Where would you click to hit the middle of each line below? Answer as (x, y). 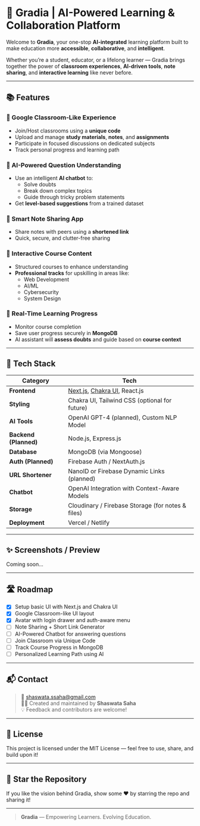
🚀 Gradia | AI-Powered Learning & (91, 13)
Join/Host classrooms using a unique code (68, 131)
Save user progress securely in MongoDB (66, 333)
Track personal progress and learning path (67, 150)
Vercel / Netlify (89, 522)
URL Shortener (30, 475)
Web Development (46, 279)
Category (35, 380)
